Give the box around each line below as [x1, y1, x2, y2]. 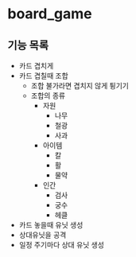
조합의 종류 [30, 91, 65, 100]
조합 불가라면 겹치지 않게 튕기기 [30, 81, 129, 90]
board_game [7, 5, 92, 23]
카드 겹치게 [18, 61, 54, 70]
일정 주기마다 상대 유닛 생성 [18, 240, 105, 249]
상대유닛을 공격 [18, 230, 67, 239]
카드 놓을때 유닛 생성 [18, 220, 84, 229]
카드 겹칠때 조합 [18, 71, 68, 80]
